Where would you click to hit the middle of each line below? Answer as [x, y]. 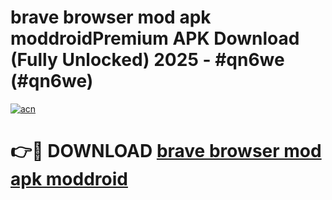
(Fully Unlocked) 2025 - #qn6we [147, 60]
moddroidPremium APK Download [155, 38]
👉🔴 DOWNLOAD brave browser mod [166, 151]
